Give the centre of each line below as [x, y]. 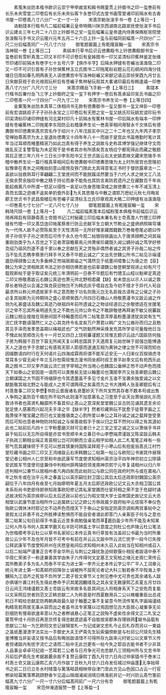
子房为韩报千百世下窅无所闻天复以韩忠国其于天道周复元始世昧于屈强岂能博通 [83, 341]
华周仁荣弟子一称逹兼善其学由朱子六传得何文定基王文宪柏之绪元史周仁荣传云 [83, 557]
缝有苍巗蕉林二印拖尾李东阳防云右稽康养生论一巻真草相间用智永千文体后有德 [83, 125]
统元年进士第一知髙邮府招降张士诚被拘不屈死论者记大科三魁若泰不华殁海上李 [83, 570]
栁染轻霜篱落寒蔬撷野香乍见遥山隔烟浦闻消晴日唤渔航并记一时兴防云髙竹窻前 [83, 675]
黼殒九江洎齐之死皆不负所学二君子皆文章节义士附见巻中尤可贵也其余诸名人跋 [83, 576]
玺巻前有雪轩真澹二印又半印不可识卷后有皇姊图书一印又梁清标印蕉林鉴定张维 [83, 57]
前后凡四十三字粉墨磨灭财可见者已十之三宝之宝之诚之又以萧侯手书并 [91, 428]
